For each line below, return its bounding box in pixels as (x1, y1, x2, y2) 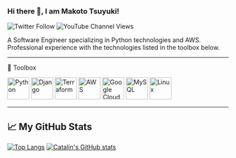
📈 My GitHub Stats (7, 121, 93, 133)
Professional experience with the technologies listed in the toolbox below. (7, 44, 220, 52)
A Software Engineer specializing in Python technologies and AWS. (7, 36, 202, 44)
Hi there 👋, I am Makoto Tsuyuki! (7, 6, 119, 16)
